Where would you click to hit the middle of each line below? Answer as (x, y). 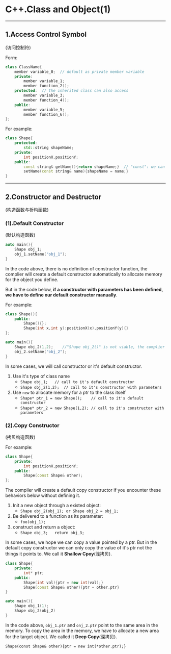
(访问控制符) (18, 47)
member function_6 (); (47, 114)
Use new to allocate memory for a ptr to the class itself (69, 392)
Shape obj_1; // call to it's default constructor (77, 382)
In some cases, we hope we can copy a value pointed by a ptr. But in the (81, 542)
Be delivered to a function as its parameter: (58, 516)
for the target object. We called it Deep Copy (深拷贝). (61, 637)
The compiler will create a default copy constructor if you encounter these (83, 490)
